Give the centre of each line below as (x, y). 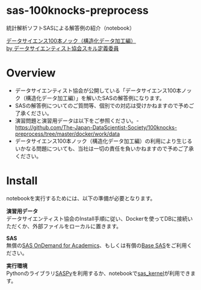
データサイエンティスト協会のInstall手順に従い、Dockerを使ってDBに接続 (97, 218)
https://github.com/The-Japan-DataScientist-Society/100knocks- (96, 127)
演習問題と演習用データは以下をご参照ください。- (77, 121)
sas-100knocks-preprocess (77, 11)
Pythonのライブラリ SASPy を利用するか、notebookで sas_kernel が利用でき (98, 273)
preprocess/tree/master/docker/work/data (67, 134)
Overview (31, 73)
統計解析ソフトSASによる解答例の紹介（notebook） (71, 28)
